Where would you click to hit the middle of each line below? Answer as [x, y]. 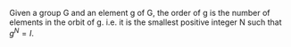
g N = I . [21, 32]
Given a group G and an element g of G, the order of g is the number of [140, 13]
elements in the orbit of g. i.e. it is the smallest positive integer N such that [145, 22]
